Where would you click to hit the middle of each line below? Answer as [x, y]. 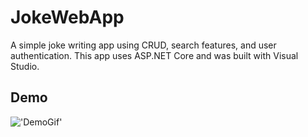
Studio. [25, 66]
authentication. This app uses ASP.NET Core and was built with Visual [154, 55]
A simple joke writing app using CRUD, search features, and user [143, 45]
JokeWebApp [67, 17]
